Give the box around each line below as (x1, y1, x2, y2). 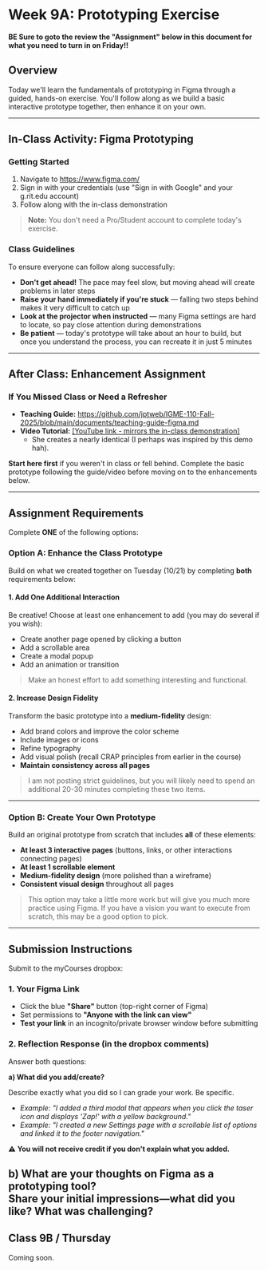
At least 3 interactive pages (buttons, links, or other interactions (19, 845, 233, 855)
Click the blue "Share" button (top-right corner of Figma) (19, 1002, 209, 1011)
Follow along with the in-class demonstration (19, 200, 167, 209)
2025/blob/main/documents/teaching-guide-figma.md (19, 417, 199, 428)
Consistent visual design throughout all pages (19, 880, 174, 889)
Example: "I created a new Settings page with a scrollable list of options (19, 1120, 258, 1130)
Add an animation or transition (19, 659, 120, 669)
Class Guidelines (8, 243, 76, 255)
